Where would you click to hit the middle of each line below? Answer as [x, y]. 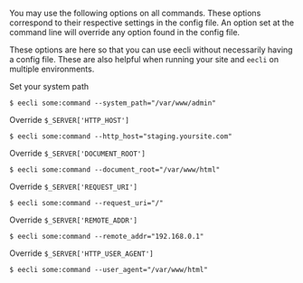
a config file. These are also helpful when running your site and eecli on [144, 59]
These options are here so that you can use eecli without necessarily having [151, 50]
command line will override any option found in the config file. [125, 32]
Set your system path [49, 86]
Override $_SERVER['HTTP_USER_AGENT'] [81, 253]
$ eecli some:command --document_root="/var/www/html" [115, 170]
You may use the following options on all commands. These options [135, 13]
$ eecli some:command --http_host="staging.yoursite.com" [121, 137]
